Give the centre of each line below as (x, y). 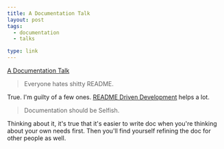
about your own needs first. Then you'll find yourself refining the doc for (109, 131)
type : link (23, 51)
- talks (24, 39)
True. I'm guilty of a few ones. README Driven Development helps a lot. (109, 97)
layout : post (26, 20)
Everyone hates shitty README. (69, 84)
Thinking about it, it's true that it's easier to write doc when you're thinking (112, 123)
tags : (15, 26)
